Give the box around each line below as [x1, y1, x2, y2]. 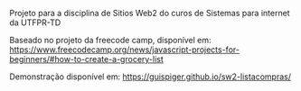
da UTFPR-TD [9, 17, 61, 28]
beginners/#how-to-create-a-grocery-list [9, 54, 165, 64]
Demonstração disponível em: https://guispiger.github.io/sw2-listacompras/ [9, 71, 292, 82]
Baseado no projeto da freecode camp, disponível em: [9, 35, 212, 45]
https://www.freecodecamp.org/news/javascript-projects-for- [9, 44, 240, 55]
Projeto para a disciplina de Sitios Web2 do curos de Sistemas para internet [9, 8, 291, 18]
